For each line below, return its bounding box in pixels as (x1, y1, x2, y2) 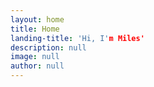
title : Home (10, 24, 60, 34)
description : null (10, 42, 87, 53)
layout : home (10, 14, 65, 25)
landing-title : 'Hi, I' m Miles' (10, 33, 145, 43)
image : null (10, 52, 60, 62)
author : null (10, 61, 65, 71)
